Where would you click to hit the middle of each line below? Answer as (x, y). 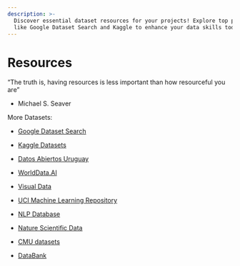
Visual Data (35, 187)
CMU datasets (39, 242)
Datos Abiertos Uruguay (53, 159)
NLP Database (39, 214)
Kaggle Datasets (42, 145)
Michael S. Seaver (44, 103)
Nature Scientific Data (50, 228)
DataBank (32, 256)
